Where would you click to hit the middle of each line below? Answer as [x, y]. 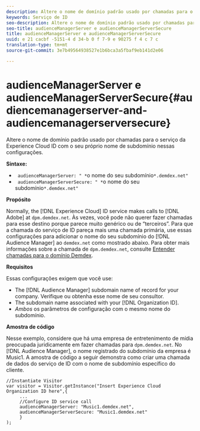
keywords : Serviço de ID [37, 17]
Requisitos [20, 267]
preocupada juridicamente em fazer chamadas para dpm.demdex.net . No [94, 344]
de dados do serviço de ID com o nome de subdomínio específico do [91, 363]
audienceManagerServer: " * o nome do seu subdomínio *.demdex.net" [103, 175]
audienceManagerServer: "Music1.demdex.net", [77, 407]
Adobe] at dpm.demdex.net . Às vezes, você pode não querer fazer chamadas [99, 217]
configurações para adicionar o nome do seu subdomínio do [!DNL [88, 236]
